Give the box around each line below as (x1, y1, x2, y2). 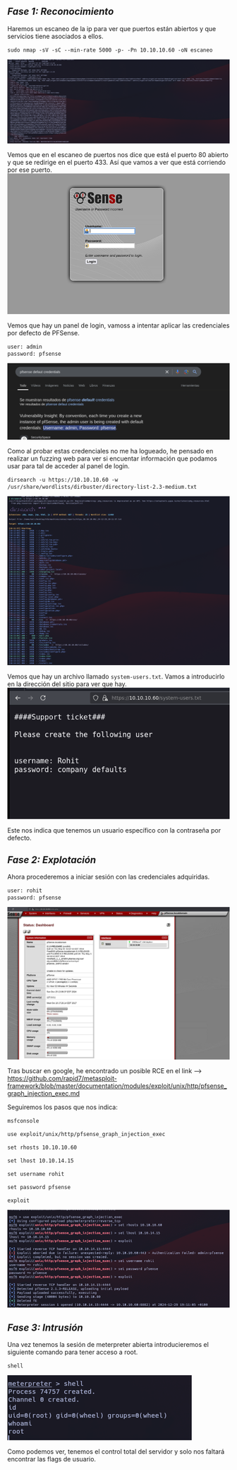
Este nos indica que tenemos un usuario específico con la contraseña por (7, 826, 221, 834)
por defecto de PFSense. (7, 329, 80, 337)
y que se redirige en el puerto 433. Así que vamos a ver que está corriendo (7, 158, 226, 167)
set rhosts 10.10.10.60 (7, 1144, 78, 1152)
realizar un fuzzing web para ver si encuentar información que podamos (7, 454, 217, 463)
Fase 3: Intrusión (7, 1321, 83, 1333)
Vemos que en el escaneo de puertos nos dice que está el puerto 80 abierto (7, 151, 229, 159)
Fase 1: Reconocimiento (7, 6, 114, 18)
